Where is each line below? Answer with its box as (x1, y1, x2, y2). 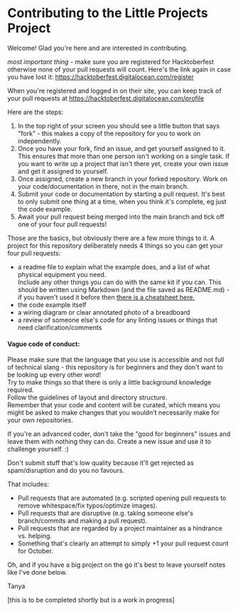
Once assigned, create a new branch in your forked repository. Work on (17, 174, 228, 183)
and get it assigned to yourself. (17, 167, 109, 175)
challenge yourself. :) (7, 445, 70, 454)
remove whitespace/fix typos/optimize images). (17, 501, 158, 510)
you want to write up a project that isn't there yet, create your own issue (17, 159, 229, 168)
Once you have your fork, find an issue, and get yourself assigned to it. (17, 144, 226, 152)
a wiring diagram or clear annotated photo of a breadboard (17, 308, 190, 316)
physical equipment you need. (17, 270, 107, 278)
